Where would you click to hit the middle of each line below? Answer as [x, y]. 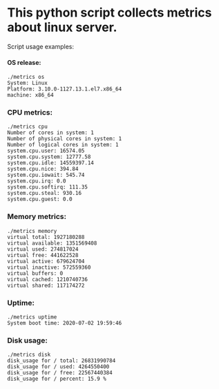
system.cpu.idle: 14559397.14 [51, 163]
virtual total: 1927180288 [46, 237]
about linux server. [62, 27]
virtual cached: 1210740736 [48, 279]
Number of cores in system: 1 [51, 133]
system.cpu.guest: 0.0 [40, 199]
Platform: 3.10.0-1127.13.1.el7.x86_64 [65, 89]
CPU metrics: [30, 113]
